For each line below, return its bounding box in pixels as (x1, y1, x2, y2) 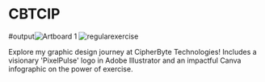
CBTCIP (8, 5, 61, 23)
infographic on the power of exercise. (8, 64, 133, 73)
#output (8, 31, 35, 41)
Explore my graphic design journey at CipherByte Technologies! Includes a (8, 47, 257, 56)
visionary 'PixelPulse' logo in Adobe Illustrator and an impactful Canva (8, 55, 242, 65)
